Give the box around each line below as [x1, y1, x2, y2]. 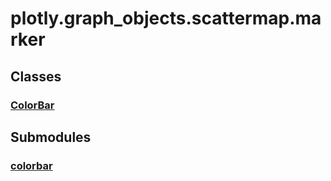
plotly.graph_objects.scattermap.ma [10, 7, 322, 30]
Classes [10, 68, 62, 85]
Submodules [10, 128, 92, 146]
